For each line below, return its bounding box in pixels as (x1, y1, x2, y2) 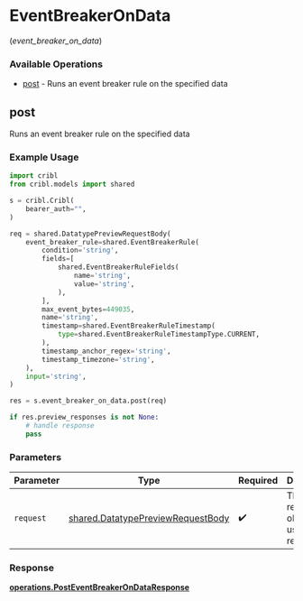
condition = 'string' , (41, 245, 119, 255)
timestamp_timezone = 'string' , (41, 355, 155, 364)
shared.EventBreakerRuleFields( (57, 263, 179, 272)
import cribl (9, 171, 59, 180)
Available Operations (9, 58, 104, 70)
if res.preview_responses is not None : (9, 412, 160, 422)
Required (238, 475, 279, 487)
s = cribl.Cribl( (9, 196, 75, 206)
